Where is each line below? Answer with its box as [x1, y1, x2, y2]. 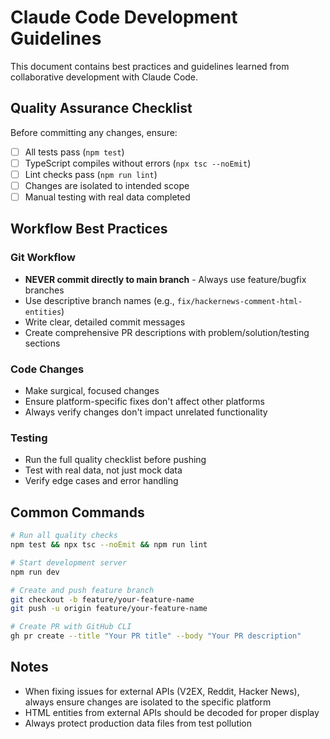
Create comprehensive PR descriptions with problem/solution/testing [24, 326, 310, 338]
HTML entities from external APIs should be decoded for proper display [24, 706, 320, 718]
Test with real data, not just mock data [24, 464, 183, 476]
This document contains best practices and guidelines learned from [10, 60, 290, 72]
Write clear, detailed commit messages [24, 316, 186, 328]
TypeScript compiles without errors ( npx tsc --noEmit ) [24, 157, 252, 169]
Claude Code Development [10, 6, 238, 29]
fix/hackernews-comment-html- [176, 296, 303, 306]
